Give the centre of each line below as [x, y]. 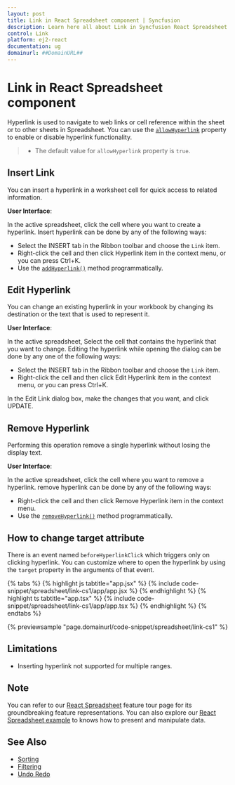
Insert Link [31, 173]
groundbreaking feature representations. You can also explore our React [112, 712]
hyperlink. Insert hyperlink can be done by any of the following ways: [107, 232]
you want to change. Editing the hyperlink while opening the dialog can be [114, 349]
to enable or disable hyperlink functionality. [69, 137]
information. [25, 197]
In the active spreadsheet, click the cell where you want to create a [104, 224]
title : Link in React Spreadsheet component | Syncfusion [94, 20]
